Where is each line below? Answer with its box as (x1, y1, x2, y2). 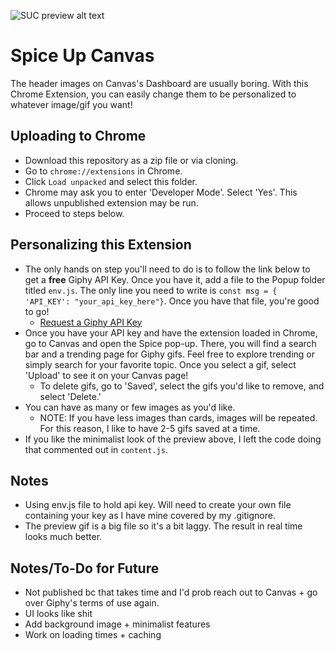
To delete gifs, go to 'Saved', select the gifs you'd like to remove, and (39, 380, 325, 392)
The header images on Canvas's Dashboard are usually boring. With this (10, 77, 309, 89)
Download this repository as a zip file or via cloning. (24, 154, 239, 166)
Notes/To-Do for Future (10, 560, 160, 577)
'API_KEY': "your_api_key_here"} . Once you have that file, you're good (24, 295, 320, 307)
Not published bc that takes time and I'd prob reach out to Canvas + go (24, 586, 318, 599)
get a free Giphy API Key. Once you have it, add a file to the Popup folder (24, 273, 326, 285)
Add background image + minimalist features (24, 618, 211, 630)
